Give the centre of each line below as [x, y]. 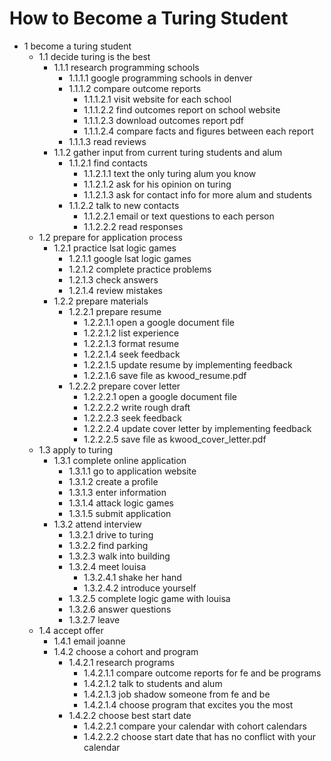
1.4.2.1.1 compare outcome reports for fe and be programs [202, 673]
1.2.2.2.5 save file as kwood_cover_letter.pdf [175, 439]
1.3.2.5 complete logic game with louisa [149, 598]
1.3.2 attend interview [97, 524]
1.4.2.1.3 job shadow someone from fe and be [177, 694]
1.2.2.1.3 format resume [131, 343]
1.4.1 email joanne [89, 641]
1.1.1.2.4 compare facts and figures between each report [198, 131]
